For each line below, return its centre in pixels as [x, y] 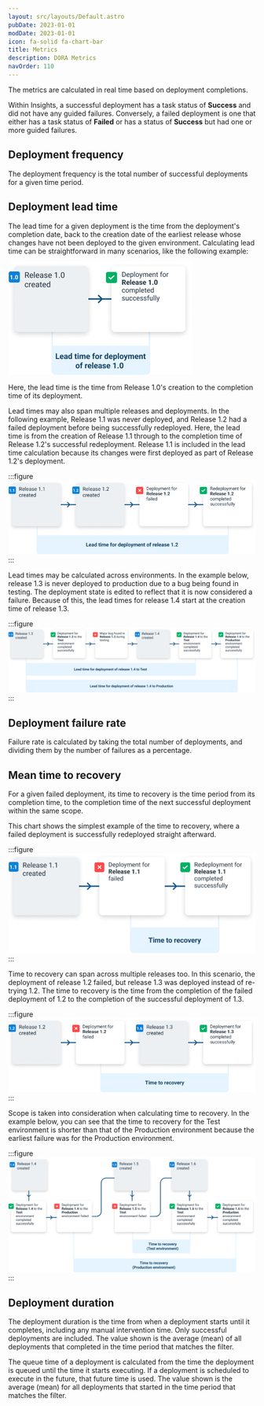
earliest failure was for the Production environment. [91, 1138]
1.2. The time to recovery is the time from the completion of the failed [141, 991]
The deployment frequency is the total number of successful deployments [128, 174]
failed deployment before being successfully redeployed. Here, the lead [124, 427]
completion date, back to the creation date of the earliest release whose [125, 234]
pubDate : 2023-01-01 [42, 25]
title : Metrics [33, 50]
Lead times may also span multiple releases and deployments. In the [119, 411]
